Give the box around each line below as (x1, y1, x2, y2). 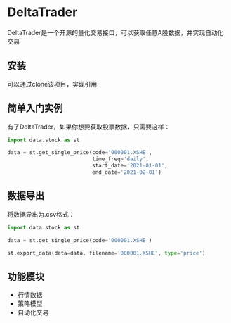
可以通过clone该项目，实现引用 (7, 80, 98, 88)
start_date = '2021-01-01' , (92, 163, 169, 170)
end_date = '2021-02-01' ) (92, 169, 161, 176)
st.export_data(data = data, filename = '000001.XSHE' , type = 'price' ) (7, 249, 206, 257)
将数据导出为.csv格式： (7, 210, 75, 218)
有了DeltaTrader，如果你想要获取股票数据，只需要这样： (7, 122, 171, 131)
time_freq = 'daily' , (92, 156, 150, 163)
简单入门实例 (7, 103, 63, 115)
